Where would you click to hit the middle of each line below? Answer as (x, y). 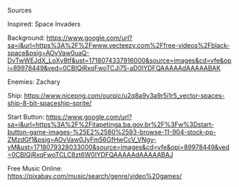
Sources (20, 10)
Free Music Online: (35, 169)
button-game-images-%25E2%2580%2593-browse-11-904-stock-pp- (112, 132)
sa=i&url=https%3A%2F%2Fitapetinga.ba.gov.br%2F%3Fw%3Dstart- (111, 124)
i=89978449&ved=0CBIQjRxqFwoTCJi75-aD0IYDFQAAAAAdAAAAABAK (114, 68)
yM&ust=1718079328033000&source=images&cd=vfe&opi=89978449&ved (118, 147)
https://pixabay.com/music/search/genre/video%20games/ (95, 176)
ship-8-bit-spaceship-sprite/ (50, 103)
